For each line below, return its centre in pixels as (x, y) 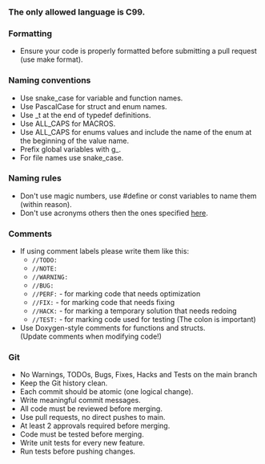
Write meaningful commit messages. (80, 401)
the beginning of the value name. (74, 140)
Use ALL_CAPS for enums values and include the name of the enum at (136, 132)
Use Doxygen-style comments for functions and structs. (112, 328)
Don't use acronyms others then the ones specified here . (114, 213)
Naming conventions (50, 80)
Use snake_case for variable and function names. (101, 98)
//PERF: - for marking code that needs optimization (116, 294)
